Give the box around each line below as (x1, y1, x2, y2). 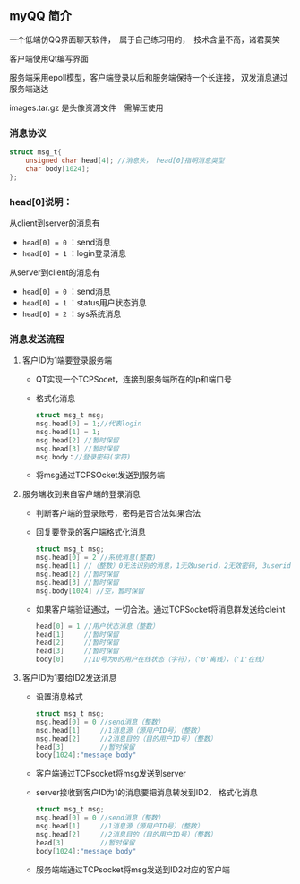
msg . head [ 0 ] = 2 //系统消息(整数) (35, 554, 157, 562)
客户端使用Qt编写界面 (9, 53, 90, 64)
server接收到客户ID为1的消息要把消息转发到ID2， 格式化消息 (35, 787, 258, 798)
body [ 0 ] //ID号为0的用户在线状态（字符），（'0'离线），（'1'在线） (35, 655, 269, 665)
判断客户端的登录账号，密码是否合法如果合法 (35, 508, 201, 519)
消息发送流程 (9, 332, 65, 345)
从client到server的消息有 (9, 218, 100, 228)
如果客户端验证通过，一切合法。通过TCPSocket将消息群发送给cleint (35, 604, 286, 614)
